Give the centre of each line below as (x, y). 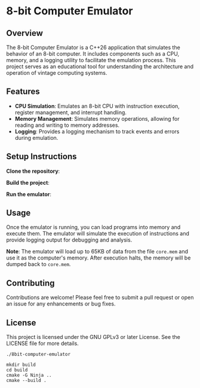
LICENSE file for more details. (42, 343)
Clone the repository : (33, 171)
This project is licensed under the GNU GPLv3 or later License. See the (93, 337)
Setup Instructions (41, 157)
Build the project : (28, 182)
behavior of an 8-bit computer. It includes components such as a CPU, (93, 54)
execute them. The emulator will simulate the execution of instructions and (98, 234)
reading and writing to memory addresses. (67, 125)
